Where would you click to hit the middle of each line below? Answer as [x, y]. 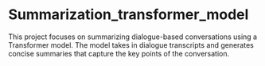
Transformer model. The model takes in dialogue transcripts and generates [131, 45]
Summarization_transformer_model [129, 15]
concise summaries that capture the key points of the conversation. [119, 53]
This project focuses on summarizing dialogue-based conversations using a [132, 37]
